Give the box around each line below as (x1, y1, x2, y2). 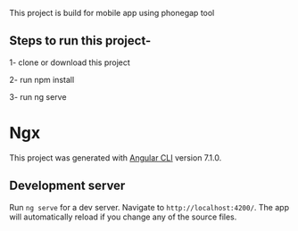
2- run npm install (9, 74, 75, 85)
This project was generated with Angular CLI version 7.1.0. (9, 152, 222, 163)
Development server (9, 178, 126, 194)
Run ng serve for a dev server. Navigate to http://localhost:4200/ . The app (9, 202, 290, 212)
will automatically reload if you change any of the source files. (9, 211, 237, 222)
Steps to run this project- (9, 33, 152, 48)
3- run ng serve (9, 91, 67, 102)
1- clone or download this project (9, 57, 131, 68)
